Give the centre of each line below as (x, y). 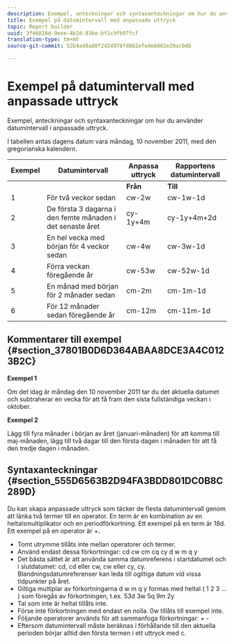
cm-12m (141, 310)
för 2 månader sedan (81, 295)
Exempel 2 (23, 420)
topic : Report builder (40, 26)
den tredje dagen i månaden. (48, 448)
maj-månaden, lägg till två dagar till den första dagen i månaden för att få (112, 441)
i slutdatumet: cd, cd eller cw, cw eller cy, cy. (81, 566)
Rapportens (195, 166)
